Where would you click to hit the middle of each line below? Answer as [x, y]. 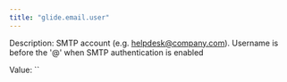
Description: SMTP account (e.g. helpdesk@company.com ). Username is [144, 43]
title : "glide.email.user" [59, 17]
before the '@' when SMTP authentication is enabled [106, 52]
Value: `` [25, 70]
